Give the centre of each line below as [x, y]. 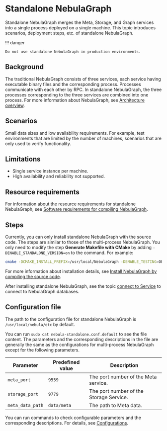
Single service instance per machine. [50, 171]
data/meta [60, 405]
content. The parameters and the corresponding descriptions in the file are [82, 339]
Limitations [23, 159]
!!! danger [15, 42]
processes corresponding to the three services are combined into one [77, 94]
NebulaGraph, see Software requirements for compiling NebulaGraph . [77, 209]
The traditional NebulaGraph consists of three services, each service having [83, 79]
